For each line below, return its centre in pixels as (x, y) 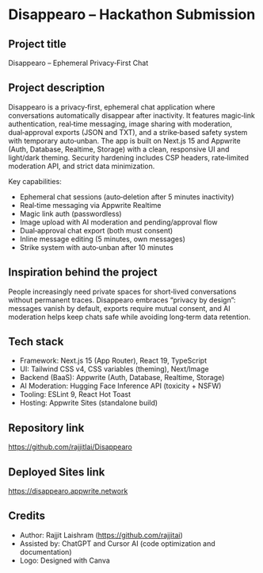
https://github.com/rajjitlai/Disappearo (70, 447)
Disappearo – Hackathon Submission (132, 15)
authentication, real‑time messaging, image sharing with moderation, (120, 124)
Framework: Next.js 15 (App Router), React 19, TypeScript (113, 361)
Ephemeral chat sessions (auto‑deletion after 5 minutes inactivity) (127, 197)
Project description (57, 88)
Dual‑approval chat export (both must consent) (96, 230)
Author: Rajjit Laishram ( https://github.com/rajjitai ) (101, 535)
